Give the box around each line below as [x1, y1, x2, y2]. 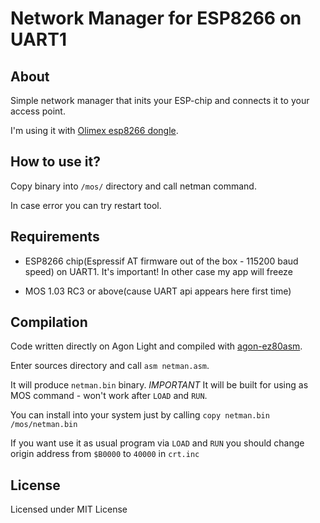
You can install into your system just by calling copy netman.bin [10, 409, 270, 421]
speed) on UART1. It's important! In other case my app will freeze [24, 265, 293, 277]
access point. [10, 105, 66, 117]
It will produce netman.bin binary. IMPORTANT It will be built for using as [10, 379, 309, 391]
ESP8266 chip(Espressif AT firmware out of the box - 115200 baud [24, 255, 299, 267]
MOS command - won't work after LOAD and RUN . [10, 390, 208, 402]
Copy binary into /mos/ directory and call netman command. [10, 180, 257, 192]
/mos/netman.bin [10, 420, 78, 430]
